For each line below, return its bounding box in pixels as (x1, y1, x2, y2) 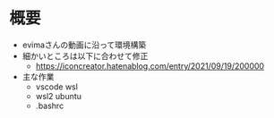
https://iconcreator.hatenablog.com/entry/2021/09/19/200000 (35, 60, 265, 72)
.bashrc (35, 100, 64, 111)
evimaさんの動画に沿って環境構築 (21, 39, 147, 50)
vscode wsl (35, 81, 79, 92)
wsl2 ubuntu (35, 90, 82, 101)
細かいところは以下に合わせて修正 (21, 50, 149, 61)
